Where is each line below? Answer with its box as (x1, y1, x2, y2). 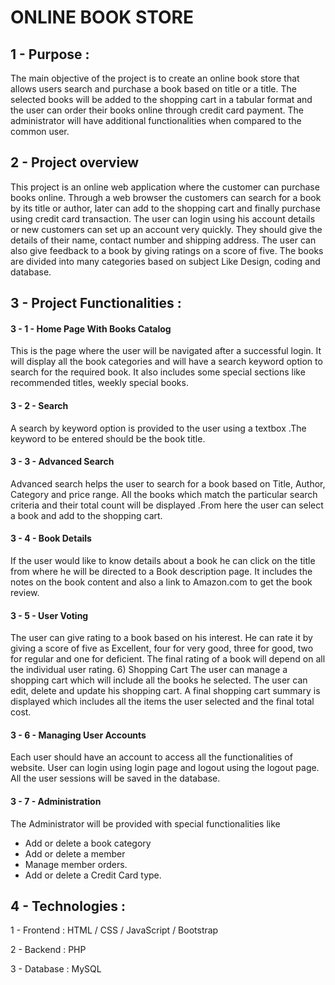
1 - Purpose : (10, 46, 90, 63)
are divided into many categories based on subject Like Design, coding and (10, 255, 321, 267)
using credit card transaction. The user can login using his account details (10, 212, 316, 225)
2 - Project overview (10, 154, 140, 171)
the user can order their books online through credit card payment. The (10, 104, 304, 116)
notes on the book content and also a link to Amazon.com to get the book (10, 576, 313, 588)
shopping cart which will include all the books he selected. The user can (10, 674, 308, 686)
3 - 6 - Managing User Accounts (10, 729, 147, 741)
